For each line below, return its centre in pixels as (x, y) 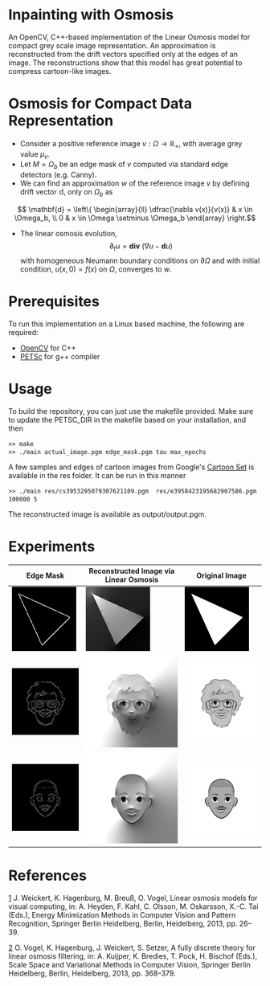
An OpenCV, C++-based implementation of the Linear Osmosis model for (129, 37)
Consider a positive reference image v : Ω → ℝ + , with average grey (131, 144)
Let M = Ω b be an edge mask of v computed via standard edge (124, 165)
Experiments (52, 546)
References (47, 876)
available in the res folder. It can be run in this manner (97, 475)
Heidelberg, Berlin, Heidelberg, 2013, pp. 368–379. (92, 973)
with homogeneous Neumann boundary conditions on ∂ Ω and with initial (140, 260)
